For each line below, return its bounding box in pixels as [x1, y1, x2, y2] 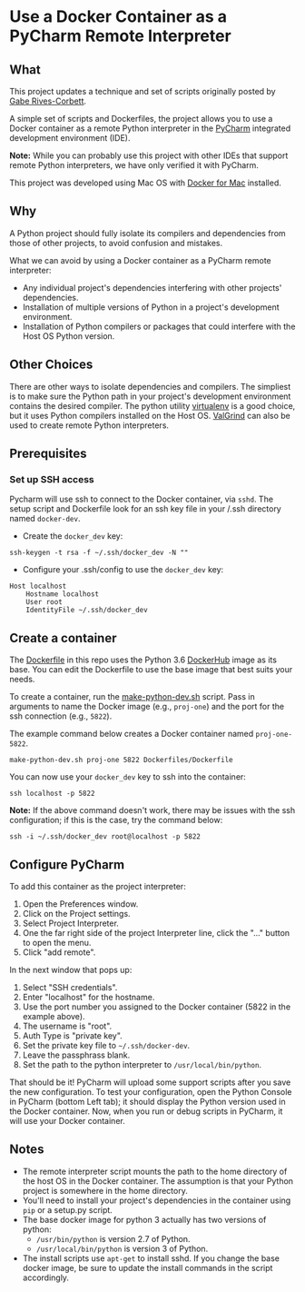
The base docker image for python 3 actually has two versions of [22, 1214, 267, 1225]
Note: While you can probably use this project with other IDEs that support [9, 150, 289, 161]
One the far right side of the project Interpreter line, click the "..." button [22, 927, 290, 938]
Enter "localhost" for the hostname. [22, 991, 155, 1002]
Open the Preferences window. [22, 898, 139, 909]
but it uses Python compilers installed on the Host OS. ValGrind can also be [9, 410, 290, 421]
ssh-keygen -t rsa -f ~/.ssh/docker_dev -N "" [9, 548, 189, 558]
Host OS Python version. [22, 330, 115, 342]
